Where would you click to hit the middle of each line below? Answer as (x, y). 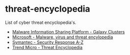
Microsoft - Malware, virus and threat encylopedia (63, 37)
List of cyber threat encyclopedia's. (41, 22)
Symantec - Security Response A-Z (48, 42)
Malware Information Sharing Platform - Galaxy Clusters (68, 32)
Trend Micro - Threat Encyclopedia (47, 47)
